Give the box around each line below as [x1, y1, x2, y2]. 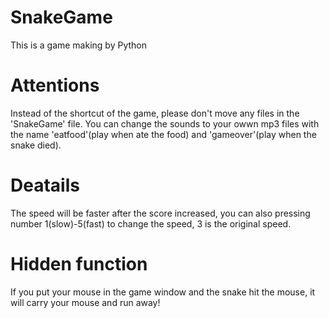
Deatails [10, 174, 80, 197]
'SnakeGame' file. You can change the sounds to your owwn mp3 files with [10, 117, 320, 130]
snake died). [10, 139, 62, 151]
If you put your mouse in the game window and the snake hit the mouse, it [10, 286, 316, 298]
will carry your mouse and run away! [10, 296, 161, 308]
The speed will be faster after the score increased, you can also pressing [10, 207, 311, 219]
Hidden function [10, 253, 148, 275]
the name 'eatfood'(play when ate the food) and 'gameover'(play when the [10, 128, 317, 140]
